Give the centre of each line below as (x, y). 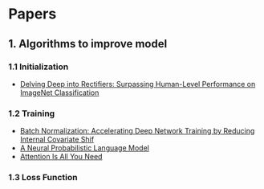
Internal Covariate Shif (57, 140)
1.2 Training (32, 113)
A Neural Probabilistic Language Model (85, 148)
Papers (32, 14)
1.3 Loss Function (43, 178)
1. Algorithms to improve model (88, 44)
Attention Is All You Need (61, 157)
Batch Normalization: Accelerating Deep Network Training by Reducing (137, 131)
